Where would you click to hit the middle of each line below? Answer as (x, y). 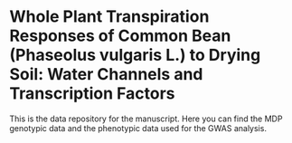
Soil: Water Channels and (106, 75)
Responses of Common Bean (120, 36)
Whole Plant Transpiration (109, 17)
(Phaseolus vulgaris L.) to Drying (135, 55)
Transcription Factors (92, 94)
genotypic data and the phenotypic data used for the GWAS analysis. (138, 128)
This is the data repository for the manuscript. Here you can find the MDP (146, 119)
